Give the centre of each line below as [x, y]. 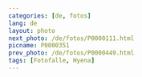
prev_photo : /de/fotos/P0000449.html [71, 53]
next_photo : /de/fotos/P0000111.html [71, 38]
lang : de [23, 23]
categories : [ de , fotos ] [50, 16]
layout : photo [32, 30]
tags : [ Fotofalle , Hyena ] [51, 61]
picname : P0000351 [39, 46]
